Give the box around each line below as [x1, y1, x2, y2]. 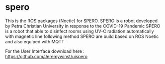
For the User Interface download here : [5, 48, 84, 54]
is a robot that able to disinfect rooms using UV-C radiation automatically [5, 28, 154, 34]
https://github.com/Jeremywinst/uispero [5, 53, 88, 59]
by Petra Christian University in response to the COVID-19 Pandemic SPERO [5, 23, 161, 29]
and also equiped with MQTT [5, 38, 65, 44]
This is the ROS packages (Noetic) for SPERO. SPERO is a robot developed [5, 18, 158, 24]
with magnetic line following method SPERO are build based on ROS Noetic [5, 33, 159, 39]
